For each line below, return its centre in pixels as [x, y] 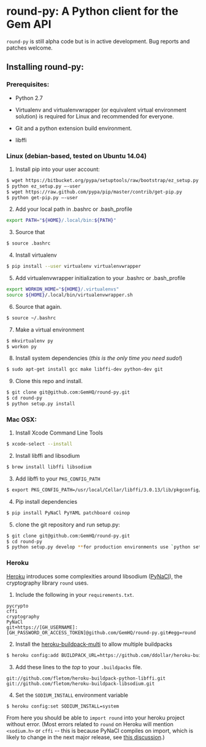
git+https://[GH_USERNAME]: [42, 627]
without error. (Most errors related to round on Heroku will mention [90, 724]
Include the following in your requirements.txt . [74, 594]
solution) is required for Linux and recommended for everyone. [95, 116]
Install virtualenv [36, 255]
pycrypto [17, 606]
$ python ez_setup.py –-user [44, 186]
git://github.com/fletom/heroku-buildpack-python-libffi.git [86, 678]
